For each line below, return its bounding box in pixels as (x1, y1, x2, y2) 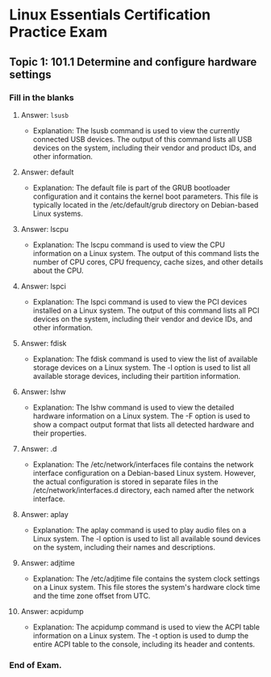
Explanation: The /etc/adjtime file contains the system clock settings (32, 574, 261, 583)
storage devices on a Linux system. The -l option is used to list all (32, 362, 251, 372)
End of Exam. (9, 659, 63, 671)
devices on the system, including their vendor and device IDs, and (32, 313, 253, 324)
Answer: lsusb (20, 110, 69, 120)
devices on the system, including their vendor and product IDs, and (32, 143, 256, 153)
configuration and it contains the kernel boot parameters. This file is (32, 191, 259, 201)
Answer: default (20, 167, 74, 177)
